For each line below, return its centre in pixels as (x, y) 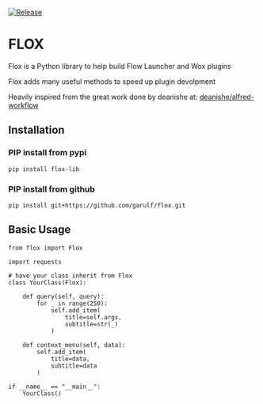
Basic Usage (40, 230)
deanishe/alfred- (227, 97)
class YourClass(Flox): (48, 282)
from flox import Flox (46, 248)
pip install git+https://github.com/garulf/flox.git (97, 205)
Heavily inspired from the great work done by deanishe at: (103, 97)
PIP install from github (51, 189)
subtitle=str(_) (91, 324)
